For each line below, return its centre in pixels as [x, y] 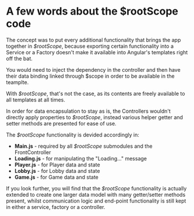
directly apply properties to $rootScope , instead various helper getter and [95, 117]
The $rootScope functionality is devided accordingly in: [73, 135]
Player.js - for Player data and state [57, 165]
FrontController [33, 152]
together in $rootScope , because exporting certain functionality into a [90, 46]
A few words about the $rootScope [92, 11]
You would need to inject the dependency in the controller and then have [93, 69]
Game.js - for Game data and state [57, 177]
